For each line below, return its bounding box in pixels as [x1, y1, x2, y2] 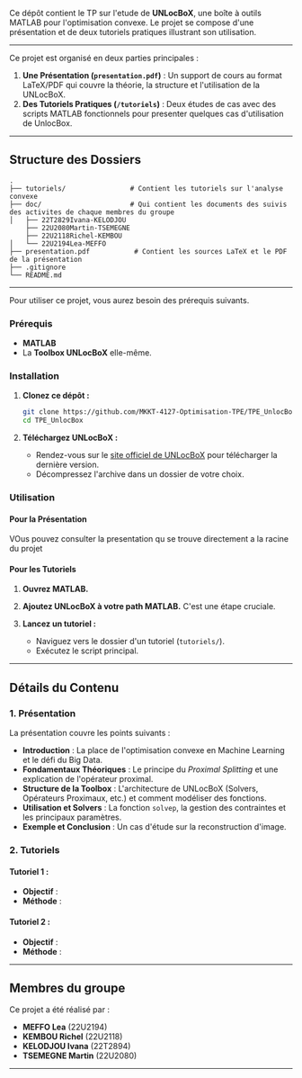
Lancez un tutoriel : [22, 618, 97, 629]
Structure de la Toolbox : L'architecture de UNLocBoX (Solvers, [22, 783, 259, 795]
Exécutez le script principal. [35, 645, 139, 656]
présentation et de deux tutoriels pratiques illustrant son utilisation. [9, 27, 257, 37]
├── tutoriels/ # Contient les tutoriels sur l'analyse [9, 184, 283, 193]
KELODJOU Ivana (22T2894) [22, 1041, 131, 1052]
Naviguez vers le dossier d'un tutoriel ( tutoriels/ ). [35, 636, 225, 647]
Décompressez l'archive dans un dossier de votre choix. [35, 469, 244, 480]
